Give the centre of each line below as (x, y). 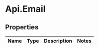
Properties (22, 27)
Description (58, 41)
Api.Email (25, 9)
